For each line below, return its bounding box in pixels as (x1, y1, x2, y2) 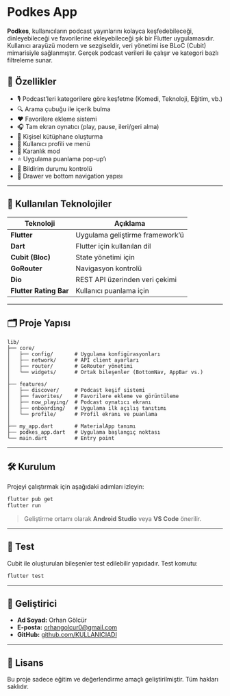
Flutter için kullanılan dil (75, 241, 151, 251)
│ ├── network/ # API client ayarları (7, 357, 139, 364)
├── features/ (7, 381, 48, 388)
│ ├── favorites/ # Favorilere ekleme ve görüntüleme (7, 393, 179, 400)
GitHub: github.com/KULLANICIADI (16, 631, 118, 639)
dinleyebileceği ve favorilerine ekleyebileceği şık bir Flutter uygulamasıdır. (7, 34, 215, 42)
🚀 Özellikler (7, 76, 57, 88)
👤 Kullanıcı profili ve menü (16, 139, 90, 148)
